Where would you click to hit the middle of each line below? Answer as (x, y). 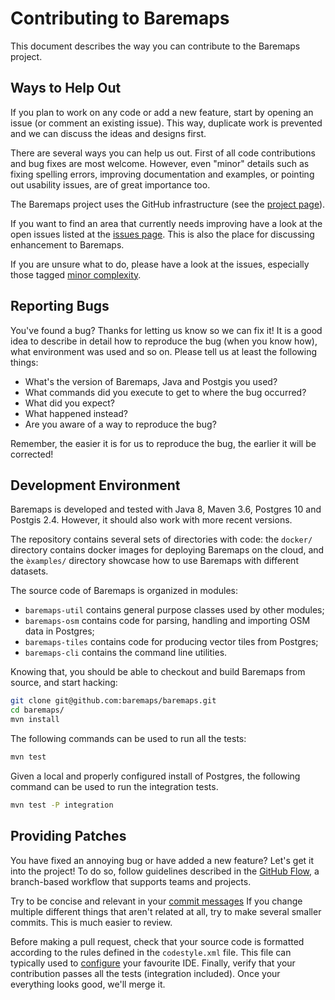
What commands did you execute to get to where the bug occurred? (165, 392)
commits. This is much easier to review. (91, 922)
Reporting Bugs (60, 306)
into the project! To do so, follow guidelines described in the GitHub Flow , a (165, 871)
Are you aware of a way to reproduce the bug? (120, 424)
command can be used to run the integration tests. (114, 786)
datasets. (29, 571)
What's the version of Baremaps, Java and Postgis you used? (151, 381)
